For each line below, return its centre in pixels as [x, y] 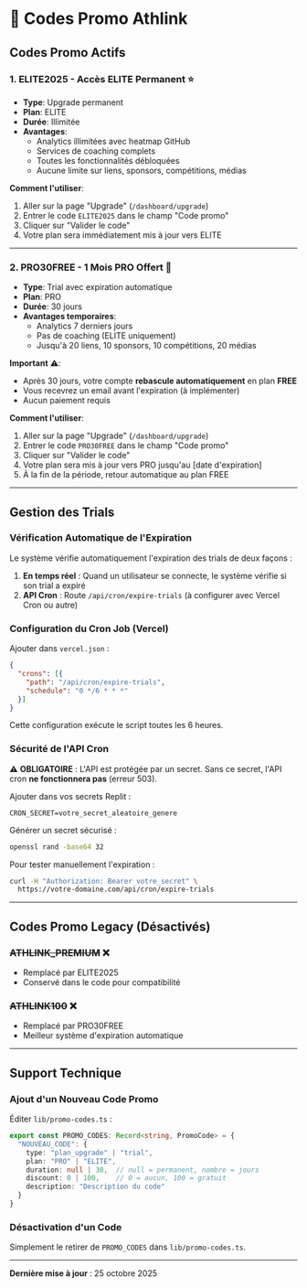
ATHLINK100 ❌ [43, 1005]
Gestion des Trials [62, 512]
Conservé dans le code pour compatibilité [101, 982]
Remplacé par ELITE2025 [70, 972]
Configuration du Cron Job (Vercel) [89, 628]
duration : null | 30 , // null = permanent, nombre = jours [143, 1170]
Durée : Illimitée [51, 122]
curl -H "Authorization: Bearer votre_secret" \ [104, 881]
